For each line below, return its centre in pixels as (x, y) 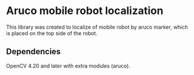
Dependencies (33, 52)
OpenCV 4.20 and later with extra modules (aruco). (68, 66)
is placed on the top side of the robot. (52, 33)
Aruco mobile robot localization (85, 11)
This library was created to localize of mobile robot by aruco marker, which (97, 27)
